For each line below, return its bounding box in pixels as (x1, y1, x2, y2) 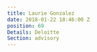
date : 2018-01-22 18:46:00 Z (7, 16, 90, 23)
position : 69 (7, 22, 44, 29)
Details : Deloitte (7, 28, 59, 36)
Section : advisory (7, 35, 59, 42)
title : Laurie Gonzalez (7, 9, 75, 17)
